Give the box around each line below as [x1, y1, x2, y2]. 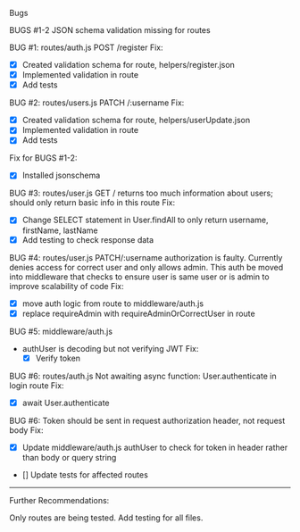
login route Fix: [9, 379, 64, 391]
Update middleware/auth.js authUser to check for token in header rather [21, 442, 288, 453]
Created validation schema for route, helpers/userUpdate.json [21, 115, 251, 126]
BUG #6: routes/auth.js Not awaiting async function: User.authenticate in [9, 370, 277, 381]
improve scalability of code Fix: [9, 280, 125, 291]
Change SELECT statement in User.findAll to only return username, [21, 214, 269, 226]
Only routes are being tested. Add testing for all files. [9, 512, 204, 523]
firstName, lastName [21, 225, 98, 236]
